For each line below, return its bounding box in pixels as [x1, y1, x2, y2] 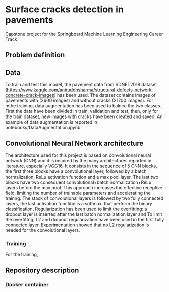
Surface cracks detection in [5, 4, 124, 15]
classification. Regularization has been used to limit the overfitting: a [5, 206, 147, 212]
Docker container [5, 281, 49, 288]
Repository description [5, 266, 79, 274]
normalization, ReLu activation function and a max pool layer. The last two [5, 173, 159, 180]
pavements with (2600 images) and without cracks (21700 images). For [5, 97, 154, 104]
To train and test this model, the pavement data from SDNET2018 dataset [5, 82, 157, 88]
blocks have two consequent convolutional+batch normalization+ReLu [5, 179, 152, 185]
